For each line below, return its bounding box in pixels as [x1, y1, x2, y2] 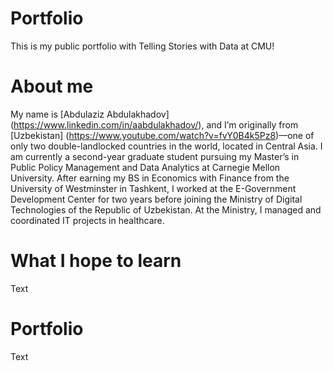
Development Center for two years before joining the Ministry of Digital [10, 193, 303, 205]
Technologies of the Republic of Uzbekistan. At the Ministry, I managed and [10, 203, 322, 216]
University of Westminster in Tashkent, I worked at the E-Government [10, 182, 297, 194]
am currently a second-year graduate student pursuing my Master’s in [10, 150, 300, 162]
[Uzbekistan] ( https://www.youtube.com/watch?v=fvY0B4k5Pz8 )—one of [10, 129, 315, 141]
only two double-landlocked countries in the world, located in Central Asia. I [10, 140, 323, 152]
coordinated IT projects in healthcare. [10, 214, 165, 226]
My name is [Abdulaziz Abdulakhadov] [10, 108, 170, 120]
